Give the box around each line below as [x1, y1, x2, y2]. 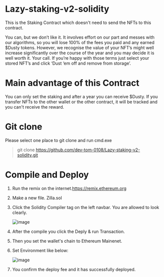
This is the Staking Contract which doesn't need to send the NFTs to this [5, 20, 151, 25]
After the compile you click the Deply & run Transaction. [12, 229, 125, 234]
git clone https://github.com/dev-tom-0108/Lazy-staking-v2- [17, 147, 141, 153]
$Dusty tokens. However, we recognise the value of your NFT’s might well [5, 45, 154, 50]
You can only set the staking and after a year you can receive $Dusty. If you [5, 93, 158, 99]
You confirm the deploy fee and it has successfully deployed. [12, 266, 136, 272]
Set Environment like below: [12, 247, 69, 253]
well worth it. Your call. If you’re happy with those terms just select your [5, 55, 149, 61]
